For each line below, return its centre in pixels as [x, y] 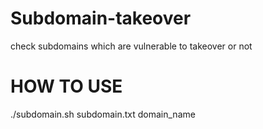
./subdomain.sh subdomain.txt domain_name [103, 114]
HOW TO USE [66, 86]
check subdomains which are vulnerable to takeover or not [131, 46]
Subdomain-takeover [101, 18]
